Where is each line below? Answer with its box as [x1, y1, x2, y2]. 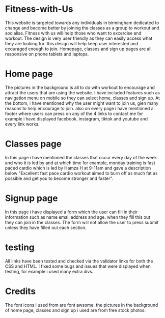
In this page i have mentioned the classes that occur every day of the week [5, 154, 157, 160]
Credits [5, 286, 36, 297]
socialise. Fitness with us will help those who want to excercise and [5, 30, 141, 36]
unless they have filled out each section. [5, 225, 87, 231]
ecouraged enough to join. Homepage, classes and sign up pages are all [5, 46, 152, 52]
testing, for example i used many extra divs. [5, 268, 94, 274]
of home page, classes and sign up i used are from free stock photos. [5, 307, 146, 313]
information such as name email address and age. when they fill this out [5, 214, 151, 220]
